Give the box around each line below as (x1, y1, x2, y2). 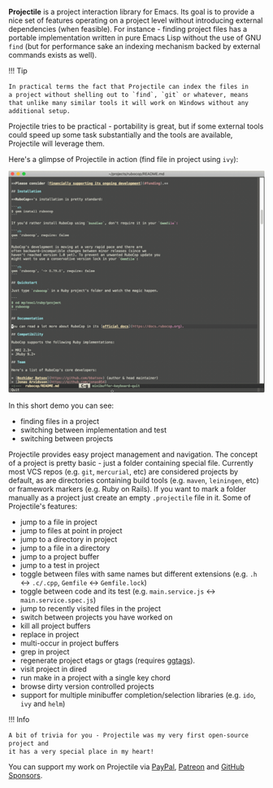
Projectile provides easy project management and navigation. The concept (8, 449, 258, 459)
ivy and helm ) (19, 699, 66, 709)
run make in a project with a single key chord (19, 673, 171, 683)
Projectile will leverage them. (8, 138, 106, 148)
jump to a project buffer (19, 552, 100, 562)
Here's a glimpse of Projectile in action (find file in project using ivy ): (8, 155, 239, 164)
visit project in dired (19, 664, 87, 674)
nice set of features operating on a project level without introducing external (8, 15, 263, 25)
